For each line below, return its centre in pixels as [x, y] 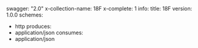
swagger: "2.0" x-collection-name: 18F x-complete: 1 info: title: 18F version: [99, 9]
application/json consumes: [49, 33]
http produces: [33, 26]
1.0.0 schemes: [25, 15]
